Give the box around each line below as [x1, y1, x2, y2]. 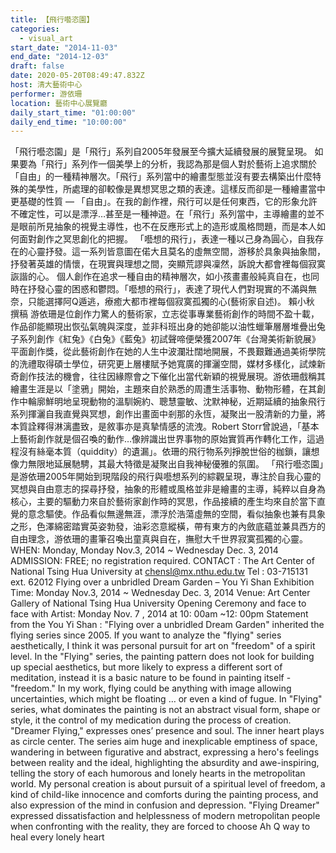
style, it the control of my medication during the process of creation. [10, 714, 292, 726]
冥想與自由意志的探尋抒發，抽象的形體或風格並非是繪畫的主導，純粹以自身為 [10, 483, 326, 495]
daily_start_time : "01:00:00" [10, 107, 137, 118]
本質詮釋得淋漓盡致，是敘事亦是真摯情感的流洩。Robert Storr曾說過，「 [10, 421, 302, 433]
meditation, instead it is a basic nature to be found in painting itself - [10, 672, 292, 684]
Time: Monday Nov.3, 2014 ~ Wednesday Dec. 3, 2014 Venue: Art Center [10, 587, 311, 599]
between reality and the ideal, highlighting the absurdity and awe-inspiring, [10, 757, 320, 769]
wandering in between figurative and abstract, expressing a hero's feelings [10, 746, 320, 758]
